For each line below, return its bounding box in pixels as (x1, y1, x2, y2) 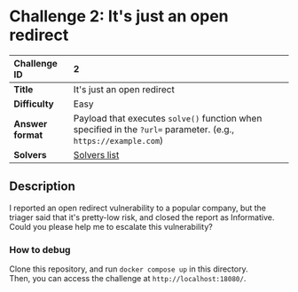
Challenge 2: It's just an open (9, 6, 229, 27)
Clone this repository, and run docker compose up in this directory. (9, 264, 248, 274)
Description (9, 179, 75, 194)
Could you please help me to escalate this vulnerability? (9, 221, 213, 232)
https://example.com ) (73, 134, 164, 146)
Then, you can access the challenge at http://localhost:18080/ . (9, 273, 247, 284)
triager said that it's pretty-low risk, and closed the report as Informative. (9, 211, 275, 223)
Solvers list (73, 148, 120, 161)
